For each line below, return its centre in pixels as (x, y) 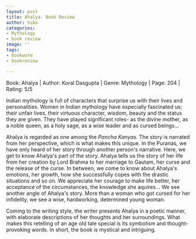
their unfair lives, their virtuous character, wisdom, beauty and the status (94, 113)
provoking (18, 230)
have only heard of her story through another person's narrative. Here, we (96, 149)
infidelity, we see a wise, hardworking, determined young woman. (86, 199)
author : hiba (22, 22)
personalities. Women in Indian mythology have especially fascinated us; (94, 107)
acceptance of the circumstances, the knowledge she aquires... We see (93, 187)
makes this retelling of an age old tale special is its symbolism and (86, 223)
